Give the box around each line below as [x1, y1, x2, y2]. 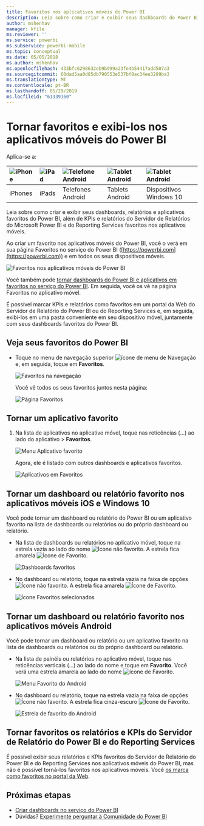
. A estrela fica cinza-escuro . [66, 698, 190, 705]
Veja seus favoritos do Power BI [6, 338, 129, 348]
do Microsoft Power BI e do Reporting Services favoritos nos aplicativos [6, 221, 186, 229]
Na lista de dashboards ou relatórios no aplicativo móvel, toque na [15, 539, 181, 546]
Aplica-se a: [6, 153, 36, 160]
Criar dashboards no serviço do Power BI [15, 806, 118, 813]
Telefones [63, 185, 91, 193]
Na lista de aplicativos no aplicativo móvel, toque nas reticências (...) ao [15, 429, 195, 436]
